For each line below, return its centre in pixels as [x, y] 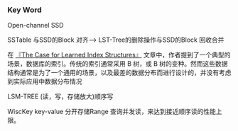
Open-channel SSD [36, 25]
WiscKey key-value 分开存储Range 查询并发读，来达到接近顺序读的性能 [112, 112]
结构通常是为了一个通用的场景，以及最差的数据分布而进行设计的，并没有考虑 [119, 73]
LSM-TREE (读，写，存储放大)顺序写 [60, 96]
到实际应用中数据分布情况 [45, 81]
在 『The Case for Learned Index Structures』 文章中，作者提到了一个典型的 [119, 55]
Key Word [25, 10]
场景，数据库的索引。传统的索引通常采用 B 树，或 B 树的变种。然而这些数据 [118, 64]
